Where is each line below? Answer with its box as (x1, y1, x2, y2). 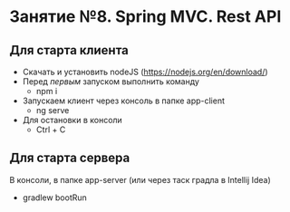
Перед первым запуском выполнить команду (22, 76, 199, 87)
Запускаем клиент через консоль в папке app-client (22, 95, 225, 106)
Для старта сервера (9, 150, 130, 166)
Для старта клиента (9, 43, 129, 58)
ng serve (35, 105, 70, 115)
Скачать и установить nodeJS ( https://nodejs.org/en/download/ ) (22, 66, 269, 77)
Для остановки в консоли (22, 115, 122, 125)
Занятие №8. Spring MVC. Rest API (9, 6, 282, 27)
